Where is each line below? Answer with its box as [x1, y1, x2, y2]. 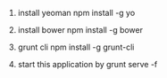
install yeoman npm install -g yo [17, 8, 136, 18]
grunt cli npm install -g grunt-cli [17, 42, 135, 52]
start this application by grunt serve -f [17, 59, 158, 69]
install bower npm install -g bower [17, 25, 144, 35]
